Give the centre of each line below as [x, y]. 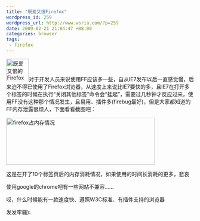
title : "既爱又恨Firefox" [37, 12]
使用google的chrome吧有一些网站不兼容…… [60, 186]
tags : [13, 39]
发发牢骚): [19, 212]
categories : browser [32, 34]
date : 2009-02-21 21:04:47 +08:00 [49, 28]
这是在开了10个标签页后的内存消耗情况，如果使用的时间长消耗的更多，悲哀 [98, 174]
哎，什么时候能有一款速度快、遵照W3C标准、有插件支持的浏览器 [86, 199]
